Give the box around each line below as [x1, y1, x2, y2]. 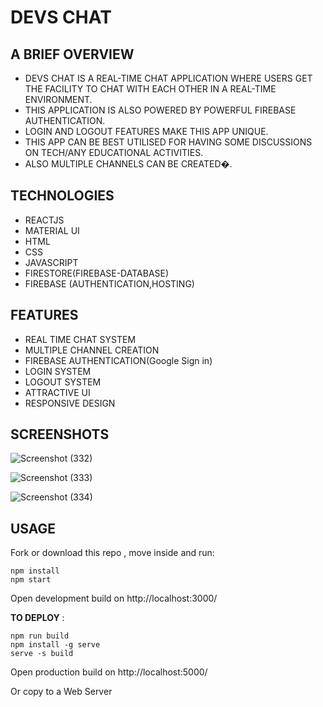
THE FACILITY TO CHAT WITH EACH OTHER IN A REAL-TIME [24, 83, 277, 95]
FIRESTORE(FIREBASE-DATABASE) [24, 267, 170, 279]
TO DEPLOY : [10, 612, 65, 624]
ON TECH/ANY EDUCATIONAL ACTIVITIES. [24, 147, 204, 158]
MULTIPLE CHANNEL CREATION [24, 344, 160, 356]
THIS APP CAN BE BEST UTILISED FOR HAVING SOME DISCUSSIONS [24, 136, 313, 148]
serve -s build [10, 649, 74, 659]
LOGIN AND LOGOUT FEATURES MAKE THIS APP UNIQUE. [24, 126, 269, 137]
